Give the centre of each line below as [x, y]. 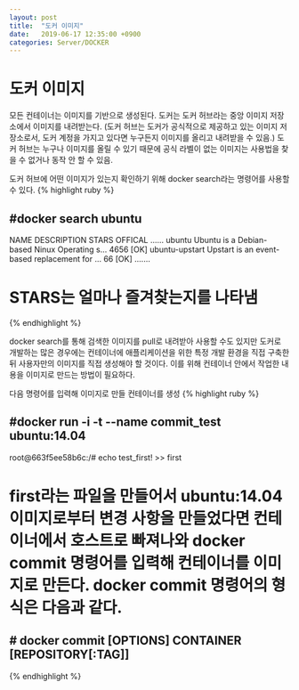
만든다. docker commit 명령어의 [155, 585]
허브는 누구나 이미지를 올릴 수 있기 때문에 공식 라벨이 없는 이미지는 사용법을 [149, 149]
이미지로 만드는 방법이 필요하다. [80, 374]
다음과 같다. [82, 607]
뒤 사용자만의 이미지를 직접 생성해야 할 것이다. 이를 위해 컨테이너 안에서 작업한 [145, 363]
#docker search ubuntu [76, 219]
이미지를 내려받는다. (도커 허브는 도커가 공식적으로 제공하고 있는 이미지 [155, 126]
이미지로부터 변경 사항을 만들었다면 [130, 518]
